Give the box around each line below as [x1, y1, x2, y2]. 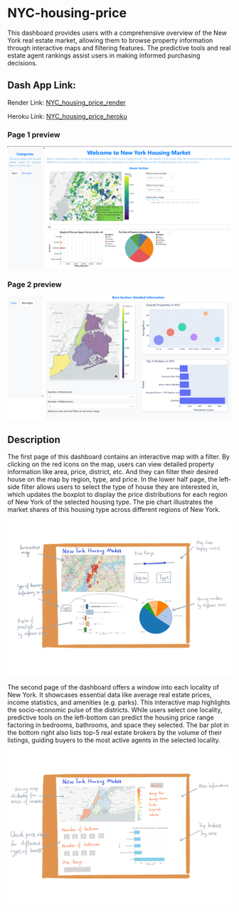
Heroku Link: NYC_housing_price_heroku [7, 112, 127, 120]
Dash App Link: [7, 80, 77, 92]
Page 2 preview [7, 279, 62, 289]
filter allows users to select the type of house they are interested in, [21, 483, 219, 491]
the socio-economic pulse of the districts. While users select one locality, [7, 706, 223, 714]
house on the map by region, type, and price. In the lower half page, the [7, 475, 218, 484]
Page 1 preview [7, 129, 60, 139]
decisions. [7, 58, 38, 67]
